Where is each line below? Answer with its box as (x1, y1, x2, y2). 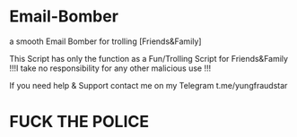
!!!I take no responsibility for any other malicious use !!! (9, 63, 212, 73)
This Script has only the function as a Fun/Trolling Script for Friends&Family (9, 53, 289, 64)
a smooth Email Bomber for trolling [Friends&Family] (9, 36, 202, 47)
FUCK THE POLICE (9, 112, 150, 132)
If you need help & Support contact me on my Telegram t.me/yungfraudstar (9, 80, 288, 90)
